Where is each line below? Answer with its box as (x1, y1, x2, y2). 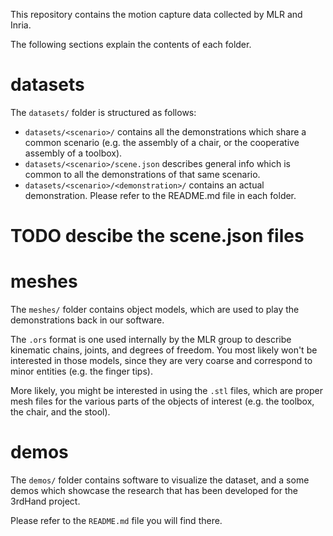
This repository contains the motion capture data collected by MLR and (10, 9, 303, 20)
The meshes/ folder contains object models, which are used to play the (10, 304, 300, 316)
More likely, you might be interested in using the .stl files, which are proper (10, 385, 323, 397)
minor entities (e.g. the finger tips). (10, 365, 153, 378)
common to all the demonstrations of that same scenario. (24, 168, 261, 180)
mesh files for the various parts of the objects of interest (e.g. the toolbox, (10, 395, 315, 408)
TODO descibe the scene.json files (10, 225, 305, 248)
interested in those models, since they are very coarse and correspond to (10, 355, 313, 367)
